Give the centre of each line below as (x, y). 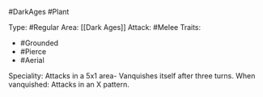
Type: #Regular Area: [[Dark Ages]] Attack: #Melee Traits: (105, 27)
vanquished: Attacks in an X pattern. (69, 84)
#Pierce (33, 51)
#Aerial (32, 60)
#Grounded (39, 43)
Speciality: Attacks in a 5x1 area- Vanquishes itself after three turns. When (132, 76)
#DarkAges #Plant (39, 12)
